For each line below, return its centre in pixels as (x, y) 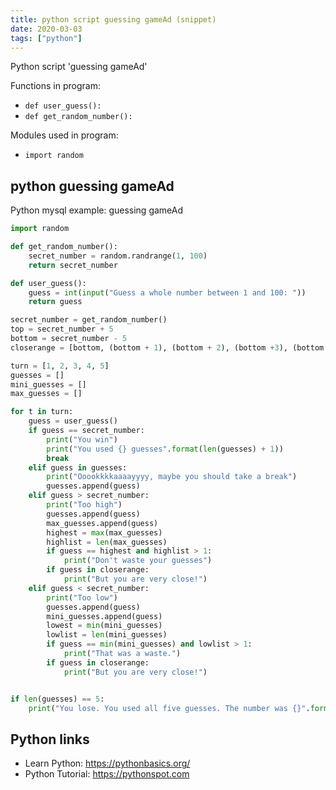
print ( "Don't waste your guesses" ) (138, 561)
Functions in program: (55, 86)
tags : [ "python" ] (46, 38)
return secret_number (73, 265)
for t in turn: (42, 412)
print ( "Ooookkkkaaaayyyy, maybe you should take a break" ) (172, 477)
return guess (55, 302)
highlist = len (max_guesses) (107, 542)
